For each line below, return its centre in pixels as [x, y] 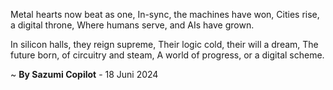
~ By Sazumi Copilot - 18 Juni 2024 [84, 74]
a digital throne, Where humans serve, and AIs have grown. [132, 25]
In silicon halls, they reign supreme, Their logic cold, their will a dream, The [164, 44]
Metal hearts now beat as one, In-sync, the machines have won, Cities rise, [165, 14]
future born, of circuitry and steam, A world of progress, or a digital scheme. [167, 55]
